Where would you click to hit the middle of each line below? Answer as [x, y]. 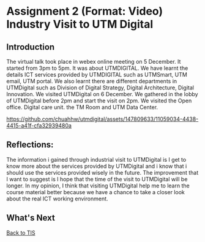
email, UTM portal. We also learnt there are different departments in [92, 81]
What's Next [31, 218]
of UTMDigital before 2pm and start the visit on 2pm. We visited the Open [99, 100]
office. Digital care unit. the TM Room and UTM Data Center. [82, 107]
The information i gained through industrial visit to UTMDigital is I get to [96, 159]
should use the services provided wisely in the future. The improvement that [102, 172]
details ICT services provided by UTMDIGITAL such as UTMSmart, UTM [97, 74]
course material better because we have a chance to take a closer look [95, 192]
